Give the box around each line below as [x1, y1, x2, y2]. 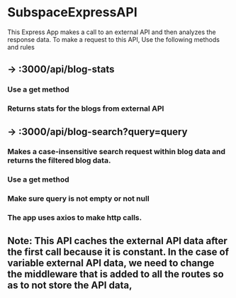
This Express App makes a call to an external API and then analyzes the [7, 28, 216, 36]
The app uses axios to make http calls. [7, 213, 142, 223]
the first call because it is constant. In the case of [7, 245, 229, 258]
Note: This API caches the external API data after [7, 235, 228, 247]
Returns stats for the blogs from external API [7, 104, 164, 114]
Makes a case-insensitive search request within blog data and [7, 147, 225, 157]
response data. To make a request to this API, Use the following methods [7, 35, 220, 43]
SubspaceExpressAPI [7, 4, 138, 21]
